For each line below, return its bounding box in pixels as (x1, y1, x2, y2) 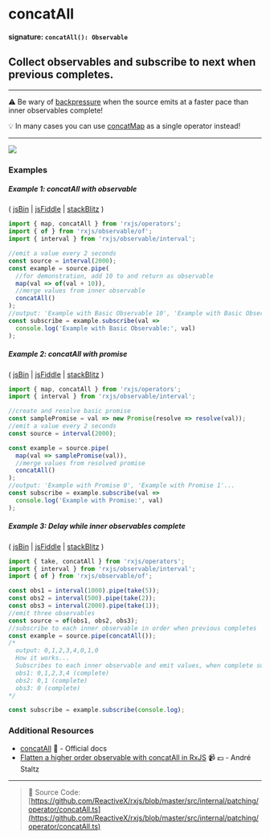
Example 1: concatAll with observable (8, 184, 137, 194)
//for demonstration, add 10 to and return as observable (15, 271, 215, 280)
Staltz (19, 764, 40, 774)
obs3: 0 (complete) (15, 684, 81, 692)
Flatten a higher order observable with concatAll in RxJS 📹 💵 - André (19, 752, 252, 762)
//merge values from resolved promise (15, 459, 146, 467)
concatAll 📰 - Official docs (19, 743, 107, 753)
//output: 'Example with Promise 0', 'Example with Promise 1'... (8, 481, 235, 490)
